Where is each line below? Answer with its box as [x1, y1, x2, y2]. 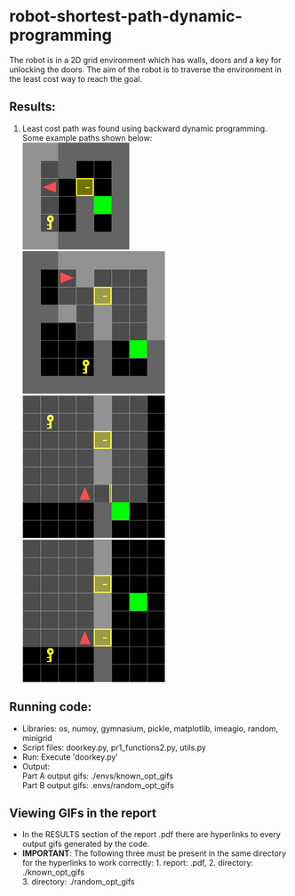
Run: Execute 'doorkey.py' [21, 751, 118, 762]
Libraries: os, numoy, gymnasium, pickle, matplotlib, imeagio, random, [21, 723, 279, 734]
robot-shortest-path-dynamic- [9, 6, 243, 27]
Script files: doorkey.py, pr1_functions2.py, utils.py [21, 742, 207, 753]
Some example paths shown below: [21, 132, 153, 143]
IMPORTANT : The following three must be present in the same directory [21, 848, 287, 859]
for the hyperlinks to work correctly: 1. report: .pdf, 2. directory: [21, 858, 254, 868]
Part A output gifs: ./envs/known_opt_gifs [21, 770, 174, 781]
